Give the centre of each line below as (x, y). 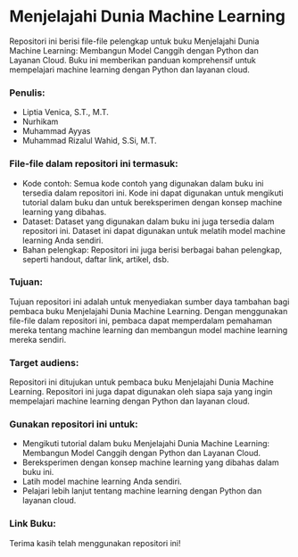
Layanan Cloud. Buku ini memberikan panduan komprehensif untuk (132, 60)
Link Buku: (33, 524)
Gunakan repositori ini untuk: (74, 424)
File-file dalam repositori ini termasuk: (94, 164)
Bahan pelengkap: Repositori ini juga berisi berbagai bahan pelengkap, (152, 249)
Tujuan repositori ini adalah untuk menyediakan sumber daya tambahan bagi (149, 302)
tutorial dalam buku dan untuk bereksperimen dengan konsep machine (152, 202)
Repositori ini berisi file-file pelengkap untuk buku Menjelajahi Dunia (134, 41)
